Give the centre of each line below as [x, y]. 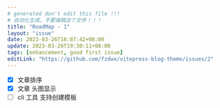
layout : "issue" [31, 33]
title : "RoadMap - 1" [39, 26]
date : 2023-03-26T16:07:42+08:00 [56, 40]
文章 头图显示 [37, 88]
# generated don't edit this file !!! [64, 14]
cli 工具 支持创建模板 [47, 97]
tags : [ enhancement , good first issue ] [65, 53]
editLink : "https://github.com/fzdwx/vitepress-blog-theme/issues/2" [111, 59]
